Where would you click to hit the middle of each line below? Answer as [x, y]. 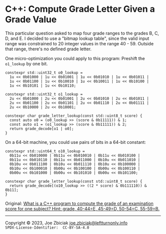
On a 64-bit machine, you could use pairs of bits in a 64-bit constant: [76, 142]
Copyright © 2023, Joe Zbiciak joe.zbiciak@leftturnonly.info [66, 223]
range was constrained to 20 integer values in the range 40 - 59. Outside [80, 43]
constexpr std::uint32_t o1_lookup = [44, 94]
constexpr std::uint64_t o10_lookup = [45, 151]
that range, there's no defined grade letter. [48, 49]
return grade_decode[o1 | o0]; [42, 129]
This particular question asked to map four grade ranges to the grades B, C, [82, 33]
